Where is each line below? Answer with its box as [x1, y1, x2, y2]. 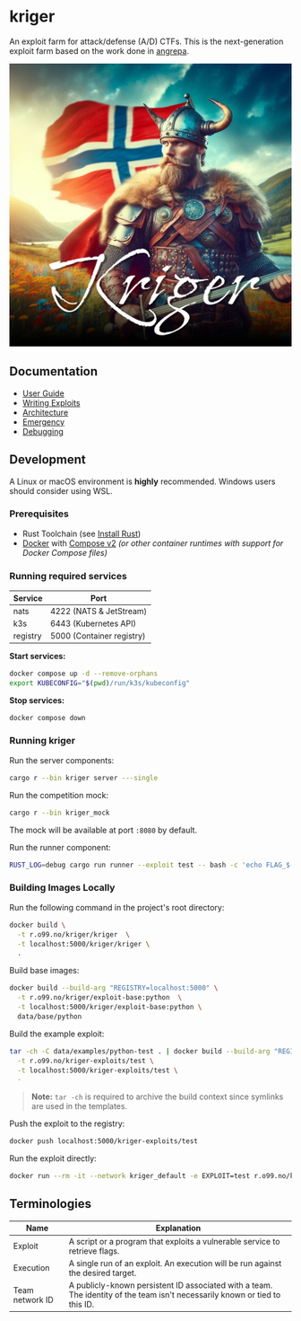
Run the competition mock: [9, 789, 109, 800]
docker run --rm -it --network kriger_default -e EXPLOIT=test [9, 1172, 251, 1181]
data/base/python [17, 1012, 82, 1021]
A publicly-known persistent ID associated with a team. [68, 1280, 273, 1290]
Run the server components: [9, 754, 115, 765]
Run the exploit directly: [9, 1153, 97, 1164]
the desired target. [68, 1267, 137, 1278]
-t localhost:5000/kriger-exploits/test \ [17, 1066, 178, 1075]
